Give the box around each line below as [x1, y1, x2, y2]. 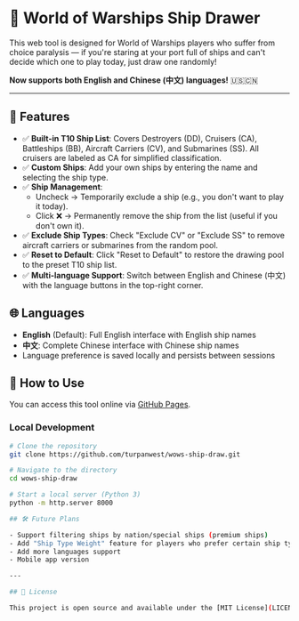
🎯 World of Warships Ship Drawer [9, 8, 261, 28]
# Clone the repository [9, 441, 98, 450]
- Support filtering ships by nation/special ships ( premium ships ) [9, 530, 269, 539]
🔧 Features [9, 109, 70, 125]
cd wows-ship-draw [9, 474, 77, 483]
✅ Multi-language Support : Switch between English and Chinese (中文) [21, 270, 287, 280]
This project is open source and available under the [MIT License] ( [9, 604, 273, 613]
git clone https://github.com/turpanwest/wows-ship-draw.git [9, 449, 241, 459]
